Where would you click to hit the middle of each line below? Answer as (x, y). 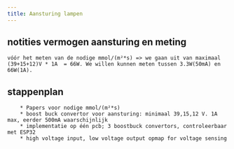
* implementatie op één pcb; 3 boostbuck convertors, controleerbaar (124, 127)
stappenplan (35, 92)
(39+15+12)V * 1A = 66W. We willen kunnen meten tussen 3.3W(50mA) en (114, 64)
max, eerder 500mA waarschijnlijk (58, 120)
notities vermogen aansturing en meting (97, 42)
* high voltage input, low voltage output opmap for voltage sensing (124, 139)
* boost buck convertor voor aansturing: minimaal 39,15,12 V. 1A (119, 114)
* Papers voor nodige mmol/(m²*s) (70, 108)
